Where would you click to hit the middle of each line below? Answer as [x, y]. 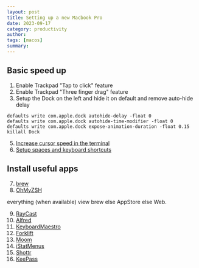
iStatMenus [30, 246]
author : [17, 35]
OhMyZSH [29, 190]
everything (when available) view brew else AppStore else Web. [87, 202]
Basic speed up [37, 71]
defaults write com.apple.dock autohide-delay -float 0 [79, 116]
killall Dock [23, 132]
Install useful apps [43, 169]
